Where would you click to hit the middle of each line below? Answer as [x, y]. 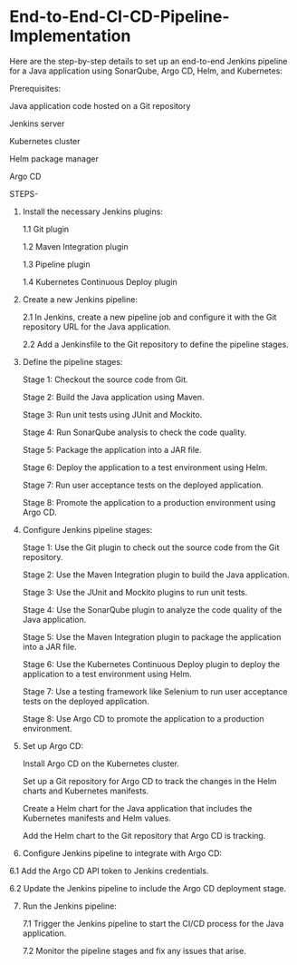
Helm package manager [54, 158]
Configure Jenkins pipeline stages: [87, 529]
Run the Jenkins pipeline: [70, 906]
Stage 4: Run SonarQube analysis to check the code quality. [134, 432]
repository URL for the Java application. [97, 326]
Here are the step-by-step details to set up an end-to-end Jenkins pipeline [148, 61]
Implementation [70, 36]
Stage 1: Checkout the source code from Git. [105, 379]
